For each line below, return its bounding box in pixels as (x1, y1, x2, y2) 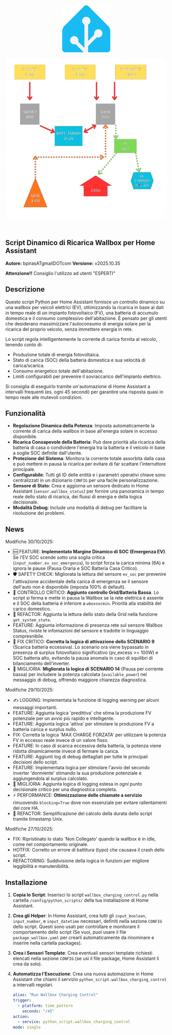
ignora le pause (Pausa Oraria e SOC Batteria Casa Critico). (12, 565, 139, 572)
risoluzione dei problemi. (12, 510, 65, 516)
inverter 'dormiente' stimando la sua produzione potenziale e (12, 770, 142, 776)
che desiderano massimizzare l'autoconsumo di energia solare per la (5, 320, 151, 326)
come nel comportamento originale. (12, 841, 89, 847)
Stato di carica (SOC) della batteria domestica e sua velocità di (12, 357, 146, 363)
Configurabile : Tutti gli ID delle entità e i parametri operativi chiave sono (12, 472, 166, 478)
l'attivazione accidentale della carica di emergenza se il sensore (12, 578, 148, 585)
